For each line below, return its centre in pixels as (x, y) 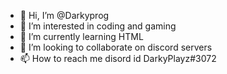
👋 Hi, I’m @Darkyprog (64, 15)
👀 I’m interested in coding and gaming (98, 26)
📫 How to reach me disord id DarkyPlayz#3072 (118, 58)
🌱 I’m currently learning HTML (81, 36)
